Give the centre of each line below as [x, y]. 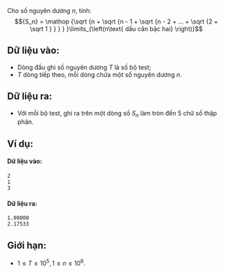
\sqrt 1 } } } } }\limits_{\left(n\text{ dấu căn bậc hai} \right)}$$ [116, 29]
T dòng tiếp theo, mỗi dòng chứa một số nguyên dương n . [99, 74]
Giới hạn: [27, 245]
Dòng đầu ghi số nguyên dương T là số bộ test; [84, 67]
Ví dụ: [20, 144]
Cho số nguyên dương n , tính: [49, 11]
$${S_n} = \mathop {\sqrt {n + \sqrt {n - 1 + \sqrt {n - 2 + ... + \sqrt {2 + [116, 21]
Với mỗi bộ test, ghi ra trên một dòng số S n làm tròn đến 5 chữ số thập [117, 114]
